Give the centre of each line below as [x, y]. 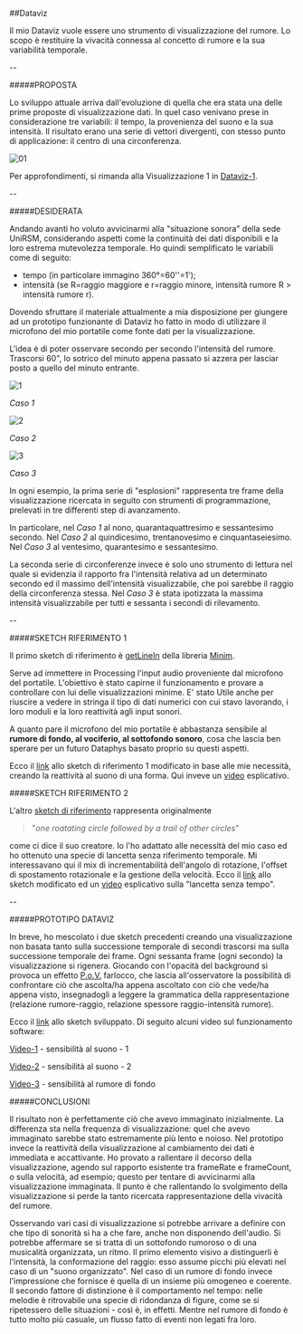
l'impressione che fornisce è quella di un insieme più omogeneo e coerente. [151, 1281]
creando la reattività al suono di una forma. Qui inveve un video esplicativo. [149, 775]
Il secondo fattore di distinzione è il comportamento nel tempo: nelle [136, 1291]
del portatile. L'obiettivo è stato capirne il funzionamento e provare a [137, 682]
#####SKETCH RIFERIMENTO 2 [69, 793]
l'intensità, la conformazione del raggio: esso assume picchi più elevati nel [148, 1262]
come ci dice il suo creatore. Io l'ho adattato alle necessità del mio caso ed [148, 845]
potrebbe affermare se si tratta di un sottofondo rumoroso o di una [133, 1243]
